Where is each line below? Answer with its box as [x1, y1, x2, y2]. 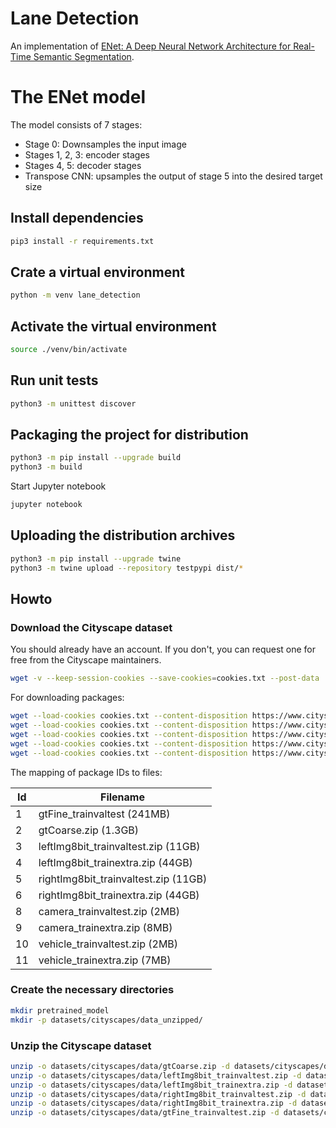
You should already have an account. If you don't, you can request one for [10, 643, 317, 656]
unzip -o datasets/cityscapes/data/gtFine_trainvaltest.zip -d [10, 1108, 280, 1118]
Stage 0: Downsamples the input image [24, 138, 187, 150]
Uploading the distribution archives [10, 527, 236, 544]
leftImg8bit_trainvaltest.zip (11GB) [38, 839, 201, 853]
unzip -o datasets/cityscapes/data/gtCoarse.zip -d [10, 1061, 230, 1071]
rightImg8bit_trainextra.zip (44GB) [38, 888, 200, 902]
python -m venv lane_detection [10, 290, 141, 301]
